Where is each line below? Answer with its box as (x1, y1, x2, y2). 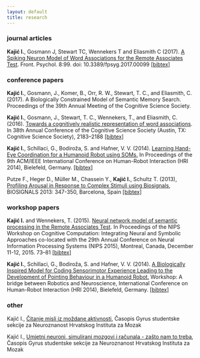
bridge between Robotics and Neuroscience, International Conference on (7, 280, 188, 287)
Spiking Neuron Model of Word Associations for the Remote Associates (7, 54, 183, 61)
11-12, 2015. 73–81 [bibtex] (7, 249, 71, 256)
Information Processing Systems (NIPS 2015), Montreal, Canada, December (7, 242, 194, 250)
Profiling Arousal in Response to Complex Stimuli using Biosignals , (7, 182, 171, 190)
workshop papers (7, 203, 59, 212)
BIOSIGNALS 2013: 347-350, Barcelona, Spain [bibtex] (7, 188, 142, 196)
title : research (7, 14, 47, 20)
